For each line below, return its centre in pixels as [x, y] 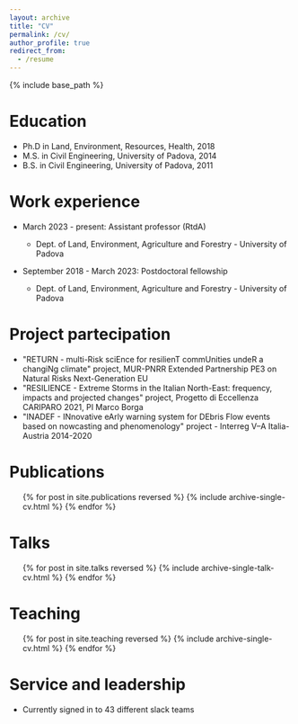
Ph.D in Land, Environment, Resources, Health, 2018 [118, 146]
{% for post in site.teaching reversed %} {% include [118, 639]
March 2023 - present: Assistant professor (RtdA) [114, 227]
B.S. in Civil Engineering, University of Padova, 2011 [118, 165]
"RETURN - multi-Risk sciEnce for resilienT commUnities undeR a [143, 359]
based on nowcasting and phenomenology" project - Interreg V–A [144, 426]
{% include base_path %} [57, 85]
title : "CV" [31, 26]
